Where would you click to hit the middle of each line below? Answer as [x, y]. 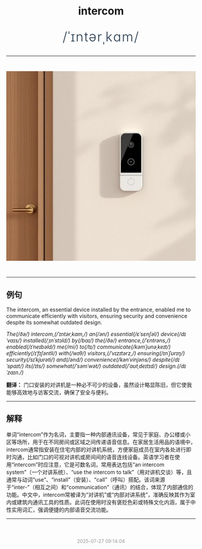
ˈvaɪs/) [14, 340]
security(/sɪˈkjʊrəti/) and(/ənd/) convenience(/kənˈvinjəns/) [79, 360]
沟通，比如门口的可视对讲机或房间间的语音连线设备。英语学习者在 [93, 457]
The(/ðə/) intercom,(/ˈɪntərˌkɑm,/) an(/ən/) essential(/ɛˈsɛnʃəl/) [83, 334]
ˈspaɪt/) [15, 366]
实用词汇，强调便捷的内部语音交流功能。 [61, 509]
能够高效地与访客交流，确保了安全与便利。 [59, 392]
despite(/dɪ [166, 360]
